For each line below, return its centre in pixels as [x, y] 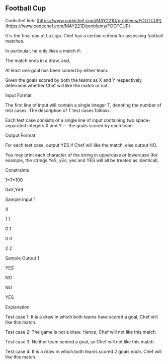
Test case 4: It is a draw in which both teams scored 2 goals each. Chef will [83, 351]
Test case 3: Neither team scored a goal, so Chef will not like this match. [80, 342]
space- [143, 120]
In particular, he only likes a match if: [43, 50]
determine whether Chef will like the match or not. [57, 85]
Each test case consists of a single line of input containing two [70, 120]
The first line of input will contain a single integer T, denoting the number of [83, 105]
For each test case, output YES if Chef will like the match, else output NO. [81, 145]
